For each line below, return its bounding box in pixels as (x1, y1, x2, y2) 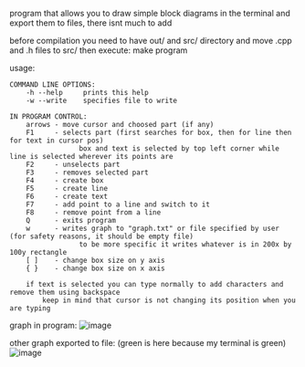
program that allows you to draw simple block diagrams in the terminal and (9, 8, 290, 18)
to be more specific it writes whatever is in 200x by (79, 240, 292, 249)
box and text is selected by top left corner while (79, 144, 280, 153)
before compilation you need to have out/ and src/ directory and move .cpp (9, 36, 292, 46)
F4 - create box (26, 176, 104, 185)
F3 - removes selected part (26, 168, 149, 177)
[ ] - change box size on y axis (26, 256, 166, 265)
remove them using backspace (9, 288, 121, 297)
